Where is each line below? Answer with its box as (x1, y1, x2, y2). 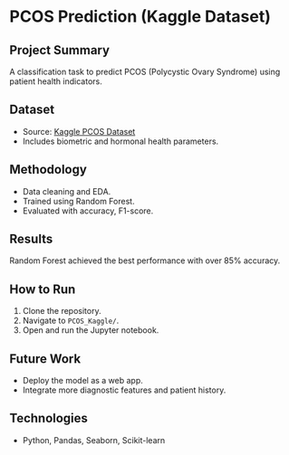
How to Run (9, 281, 76, 297)
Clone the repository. (22, 306, 101, 317)
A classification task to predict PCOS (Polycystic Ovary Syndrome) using (9, 66, 281, 77)
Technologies (9, 411, 89, 426)
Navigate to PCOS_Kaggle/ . (22, 315, 120, 327)
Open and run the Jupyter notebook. (22, 325, 159, 336)
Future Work (9, 351, 82, 366)
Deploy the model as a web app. (22, 375, 143, 386)
